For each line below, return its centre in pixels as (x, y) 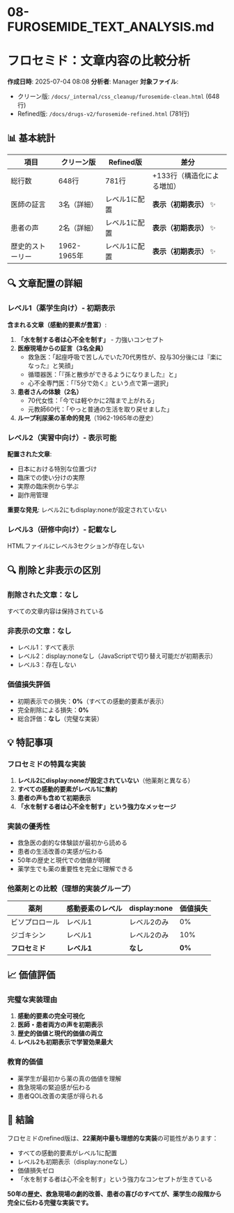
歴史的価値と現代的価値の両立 (60, 1033)
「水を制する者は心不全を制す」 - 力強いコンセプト (91, 339)
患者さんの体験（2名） (50, 391)
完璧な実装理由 (32, 1000)
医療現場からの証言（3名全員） (62, 348)
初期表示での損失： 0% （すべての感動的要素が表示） (92, 701)
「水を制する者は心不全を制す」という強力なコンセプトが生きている (115, 1179)
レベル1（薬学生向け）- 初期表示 (61, 308)
